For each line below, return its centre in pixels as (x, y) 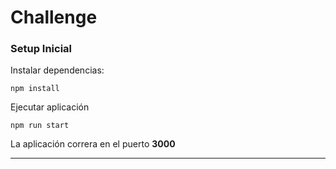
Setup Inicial (41, 49)
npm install (35, 89)
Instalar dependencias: (57, 70)
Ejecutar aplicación (50, 107)
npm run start (40, 126)
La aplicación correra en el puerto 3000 (93, 144)
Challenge (54, 17)
